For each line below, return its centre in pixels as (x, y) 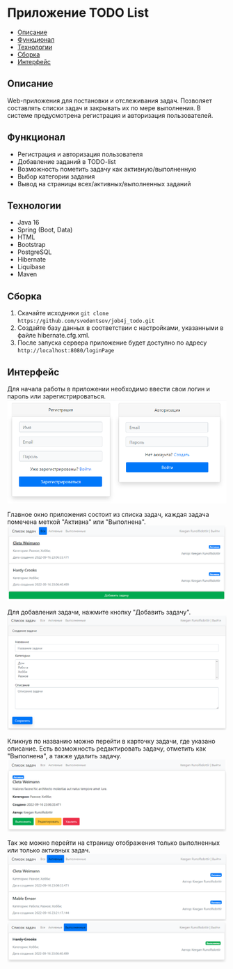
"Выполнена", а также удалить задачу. (64, 756)
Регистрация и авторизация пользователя (80, 154)
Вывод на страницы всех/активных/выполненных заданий (104, 183)
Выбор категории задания (56, 176)
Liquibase (31, 267)
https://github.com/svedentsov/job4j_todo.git (86, 321)
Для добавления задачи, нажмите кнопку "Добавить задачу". (99, 612)
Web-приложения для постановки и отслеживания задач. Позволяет (110, 100)
